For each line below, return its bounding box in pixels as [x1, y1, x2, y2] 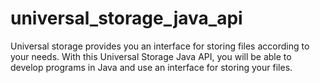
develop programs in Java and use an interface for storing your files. [10, 61, 293, 73]
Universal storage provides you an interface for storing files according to [10, 40, 310, 52]
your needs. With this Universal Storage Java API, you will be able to [10, 50, 292, 62]
